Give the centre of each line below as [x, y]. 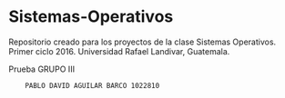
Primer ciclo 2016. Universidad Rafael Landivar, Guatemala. [119, 51]
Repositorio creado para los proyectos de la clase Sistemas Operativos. [142, 42]
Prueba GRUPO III [41, 69]
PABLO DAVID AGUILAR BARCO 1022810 [92, 85]
